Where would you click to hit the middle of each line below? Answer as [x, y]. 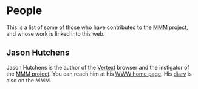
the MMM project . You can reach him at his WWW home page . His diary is [99, 74]
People [24, 11]
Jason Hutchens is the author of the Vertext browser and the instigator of [98, 67]
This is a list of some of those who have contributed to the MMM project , [97, 27]
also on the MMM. [29, 80]
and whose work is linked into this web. [56, 33]
